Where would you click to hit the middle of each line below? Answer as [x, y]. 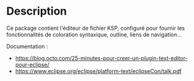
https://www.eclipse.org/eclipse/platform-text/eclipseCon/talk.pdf [98, 71]
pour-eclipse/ [32, 65]
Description [37, 11]
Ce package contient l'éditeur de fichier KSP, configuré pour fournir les [95, 28]
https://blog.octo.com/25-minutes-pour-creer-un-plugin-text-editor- [101, 58]
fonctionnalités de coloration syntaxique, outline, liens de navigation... [94, 34]
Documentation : [27, 46]
